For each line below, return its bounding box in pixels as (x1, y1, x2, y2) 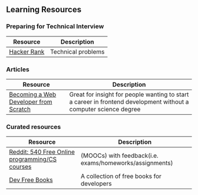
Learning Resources (6, 5, 81, 15)
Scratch (9, 105, 31, 113)
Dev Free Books (9, 176, 53, 184)
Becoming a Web (9, 90, 57, 98)
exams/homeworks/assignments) (80, 159, 173, 167)
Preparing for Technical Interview (6, 22, 104, 31)
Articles (6, 65, 29, 73)
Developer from (9, 97, 52, 105)
